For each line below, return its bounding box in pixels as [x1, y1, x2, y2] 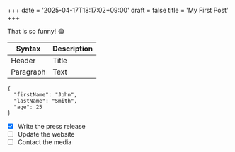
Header [11, 56, 36, 65]
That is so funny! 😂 [7, 27, 66, 35]
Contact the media [17, 138, 72, 146]
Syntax [16, 44, 41, 53]
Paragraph [11, 67, 46, 77]
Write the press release [17, 122, 86, 130]
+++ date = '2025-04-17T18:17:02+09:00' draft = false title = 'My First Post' [7, 6, 229, 14]
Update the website [17, 130, 76, 139]
